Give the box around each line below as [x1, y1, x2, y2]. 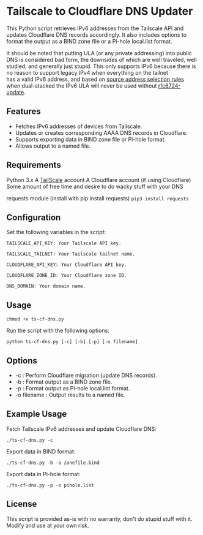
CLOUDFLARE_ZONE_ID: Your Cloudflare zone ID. [6, 273, 127, 279]
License [6, 499, 37, 509]
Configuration [6, 212, 61, 222]
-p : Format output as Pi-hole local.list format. [15, 385, 130, 392]
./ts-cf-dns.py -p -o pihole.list [6, 482, 95, 488]
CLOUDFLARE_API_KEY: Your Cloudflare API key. [6, 262, 127, 268]
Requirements [6, 160, 61, 170]
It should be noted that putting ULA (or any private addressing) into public [6, 49, 193, 56]
